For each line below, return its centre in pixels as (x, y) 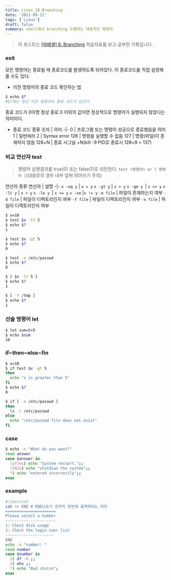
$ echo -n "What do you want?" (39, 449)
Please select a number (31, 516)
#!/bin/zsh (17, 501)
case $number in (23, 554)
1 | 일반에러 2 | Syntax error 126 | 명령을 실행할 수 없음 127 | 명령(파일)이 (86, 136)
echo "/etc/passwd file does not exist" (54, 421)
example (16, 491)
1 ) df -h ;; (23, 559)
